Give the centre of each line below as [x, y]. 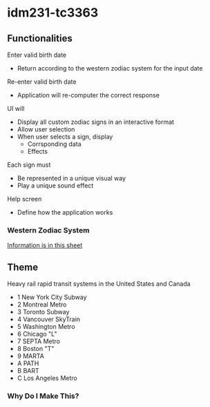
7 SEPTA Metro [39, 341]
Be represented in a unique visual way [71, 178]
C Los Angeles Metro [47, 378]
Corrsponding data [54, 144]
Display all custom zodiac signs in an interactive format [96, 122]
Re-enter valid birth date [42, 82]
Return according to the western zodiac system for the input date [110, 68]
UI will [16, 108]
